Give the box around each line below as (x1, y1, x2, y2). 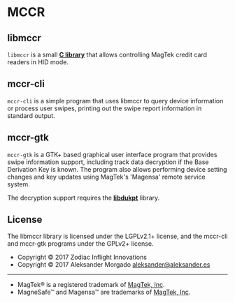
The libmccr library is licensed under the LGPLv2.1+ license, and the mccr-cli (7, 232, 228, 241)
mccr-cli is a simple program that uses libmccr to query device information (7, 96, 224, 105)
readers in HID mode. (7, 58, 69, 66)
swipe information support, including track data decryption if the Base (7, 158, 209, 166)
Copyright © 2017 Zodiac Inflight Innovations (17, 253, 147, 262)
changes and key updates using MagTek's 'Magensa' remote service (7, 172, 206, 181)
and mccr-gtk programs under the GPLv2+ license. (7, 239, 154, 248)
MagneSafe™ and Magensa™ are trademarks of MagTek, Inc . (17, 288, 191, 297)
